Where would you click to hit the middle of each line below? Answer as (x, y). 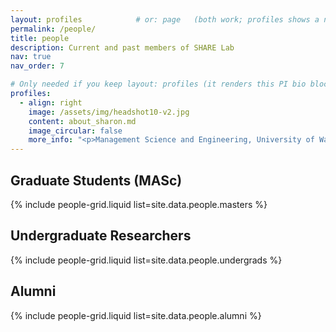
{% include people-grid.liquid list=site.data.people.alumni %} (136, 315)
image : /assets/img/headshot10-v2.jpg (109, 112)
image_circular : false (75, 131)
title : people (40, 38)
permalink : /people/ (53, 29)
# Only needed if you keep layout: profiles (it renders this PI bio (158, 84)
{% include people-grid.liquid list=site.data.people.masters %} (139, 204)
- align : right (51, 102)
